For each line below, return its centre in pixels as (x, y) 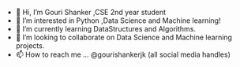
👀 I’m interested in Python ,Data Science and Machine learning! (118, 20)
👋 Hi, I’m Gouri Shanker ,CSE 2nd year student (91, 12)
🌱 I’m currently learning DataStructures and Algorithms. (105, 29)
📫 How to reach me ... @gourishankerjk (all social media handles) (123, 54)
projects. (30, 46)
